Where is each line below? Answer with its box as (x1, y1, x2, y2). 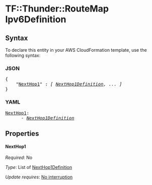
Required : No (5, 154, 33, 161)
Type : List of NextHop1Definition (5, 164, 72, 170)
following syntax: (5, 52, 41, 58)
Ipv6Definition (5, 14, 66, 25)
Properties (5, 129, 39, 138)
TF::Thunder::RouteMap (5, 3, 109, 15)
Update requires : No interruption (5, 174, 73, 180)
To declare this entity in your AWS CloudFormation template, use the (5, 47, 147, 53)
